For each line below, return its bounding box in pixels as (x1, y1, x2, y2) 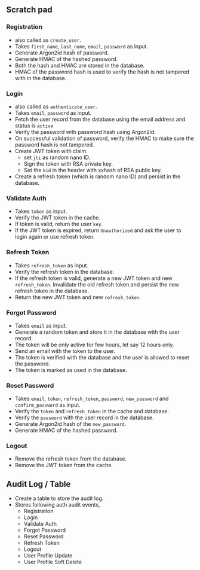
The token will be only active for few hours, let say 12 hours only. (14, 341, 174, 348)
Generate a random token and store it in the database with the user (14, 328, 180, 336)
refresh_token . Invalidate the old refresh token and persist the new (14, 281, 180, 288)
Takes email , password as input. (14, 109, 91, 116)
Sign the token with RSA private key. (23, 160, 113, 167)
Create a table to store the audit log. (14, 495, 104, 502)
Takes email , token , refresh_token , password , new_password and (14, 395, 169, 403)
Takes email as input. (14, 322, 67, 329)
